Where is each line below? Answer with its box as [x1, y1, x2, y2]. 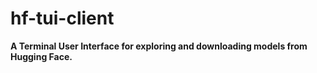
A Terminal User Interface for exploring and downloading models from [10, 40, 308, 52]
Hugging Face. [10, 50, 73, 62]
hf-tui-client [10, 7, 115, 30]
